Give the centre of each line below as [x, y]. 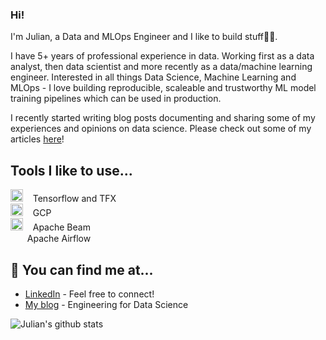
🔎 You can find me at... [82, 269]
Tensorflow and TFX [74, 199]
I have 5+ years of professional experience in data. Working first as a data [162, 56]
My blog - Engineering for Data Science [106, 304]
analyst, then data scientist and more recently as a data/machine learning [161, 67]
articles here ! [37, 139]
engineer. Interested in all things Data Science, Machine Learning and [153, 77]
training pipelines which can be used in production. [116, 99]
